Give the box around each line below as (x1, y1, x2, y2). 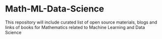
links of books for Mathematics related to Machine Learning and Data (5, 24, 145, 30)
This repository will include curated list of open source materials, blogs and (5, 19, 158, 25)
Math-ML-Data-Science (5, 3, 105, 14)
